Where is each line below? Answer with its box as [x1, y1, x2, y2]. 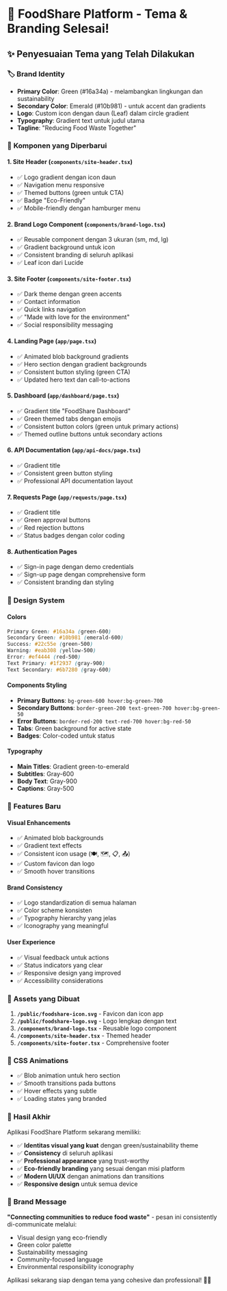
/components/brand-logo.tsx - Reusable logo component [16, 1024, 177, 1032]
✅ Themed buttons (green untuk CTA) [16, 189, 124, 196]
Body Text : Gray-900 [16, 777, 77, 785]
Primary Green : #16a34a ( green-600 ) [7, 628, 111, 635]
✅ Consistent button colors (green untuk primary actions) [16, 422, 179, 430]
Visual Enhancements [7, 818, 71, 826]
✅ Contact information [16, 298, 81, 306]
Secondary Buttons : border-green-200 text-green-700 [16, 703, 172, 712]
